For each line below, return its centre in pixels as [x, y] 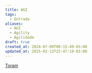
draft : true [17, 42]
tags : [11, 14]
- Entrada [20, 19]
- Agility [20, 33]
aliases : [14, 24]
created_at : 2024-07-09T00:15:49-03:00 [46, 47]
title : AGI [16, 10]
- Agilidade [22, 38]
